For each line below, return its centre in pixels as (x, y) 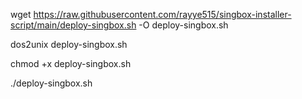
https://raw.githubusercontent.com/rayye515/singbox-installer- (162, 14)
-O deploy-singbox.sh (183, 25)
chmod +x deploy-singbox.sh (71, 63)
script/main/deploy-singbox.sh (73, 25)
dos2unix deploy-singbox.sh (69, 44)
